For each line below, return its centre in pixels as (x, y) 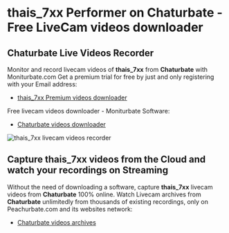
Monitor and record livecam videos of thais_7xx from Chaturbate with (108, 69)
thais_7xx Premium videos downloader (72, 97)
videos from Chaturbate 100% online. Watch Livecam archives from (104, 194)
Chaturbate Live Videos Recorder (81, 53)
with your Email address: (42, 84)
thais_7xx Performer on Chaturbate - (115, 13)
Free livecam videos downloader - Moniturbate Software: (89, 111)
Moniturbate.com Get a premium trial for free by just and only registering (111, 77)
